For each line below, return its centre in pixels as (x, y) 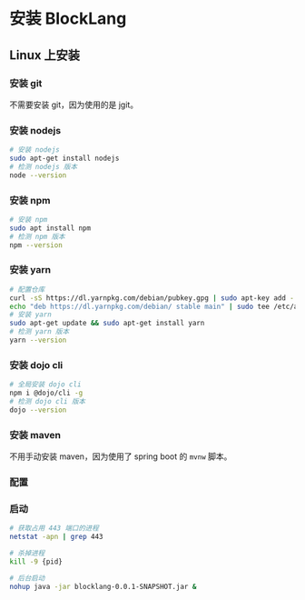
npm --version (36, 245)
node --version (38, 175)
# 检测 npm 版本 (37, 236)
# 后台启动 (27, 578)
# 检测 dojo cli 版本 (48, 401)
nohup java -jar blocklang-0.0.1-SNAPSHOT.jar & (103, 586)
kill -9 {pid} (36, 561)
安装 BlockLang (68, 19)
